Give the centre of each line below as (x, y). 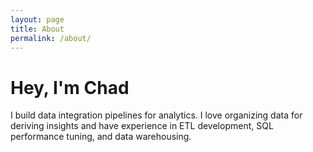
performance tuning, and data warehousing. (101, 137)
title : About (37, 29)
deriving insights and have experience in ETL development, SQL (142, 126)
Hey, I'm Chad (70, 87)
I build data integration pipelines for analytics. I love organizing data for (156, 115)
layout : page (37, 19)
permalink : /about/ (51, 38)
